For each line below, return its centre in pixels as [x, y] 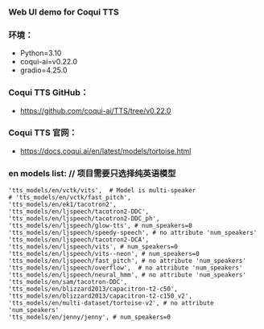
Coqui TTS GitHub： [49, 93]
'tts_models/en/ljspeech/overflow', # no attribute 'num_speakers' [126, 268]
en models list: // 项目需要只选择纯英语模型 [92, 173]
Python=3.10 [41, 53]
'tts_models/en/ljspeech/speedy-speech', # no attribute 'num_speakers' [133, 233]
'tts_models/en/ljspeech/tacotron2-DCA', [79, 240]
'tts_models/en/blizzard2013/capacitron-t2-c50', [93, 289]
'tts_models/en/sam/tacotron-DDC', [68, 282]
